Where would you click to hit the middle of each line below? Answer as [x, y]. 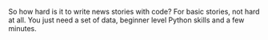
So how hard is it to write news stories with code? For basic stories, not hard [134, 12]
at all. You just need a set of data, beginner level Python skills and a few [126, 20]
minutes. [23, 28]
